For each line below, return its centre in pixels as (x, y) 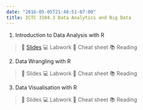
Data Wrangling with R (43, 61)
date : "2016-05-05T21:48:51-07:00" (51, 12)
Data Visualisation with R (46, 87)
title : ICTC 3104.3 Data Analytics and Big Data (69, 18)
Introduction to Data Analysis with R (60, 35)
